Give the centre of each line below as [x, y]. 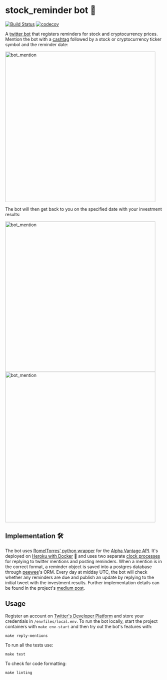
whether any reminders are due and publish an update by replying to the [79, 577]
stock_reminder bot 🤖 [51, 10]
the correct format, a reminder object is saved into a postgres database [79, 567]
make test [15, 654]
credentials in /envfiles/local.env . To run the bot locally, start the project [81, 621]
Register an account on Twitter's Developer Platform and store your [74, 616]
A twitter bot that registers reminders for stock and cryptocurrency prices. [81, 34]
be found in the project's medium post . [45, 588]
